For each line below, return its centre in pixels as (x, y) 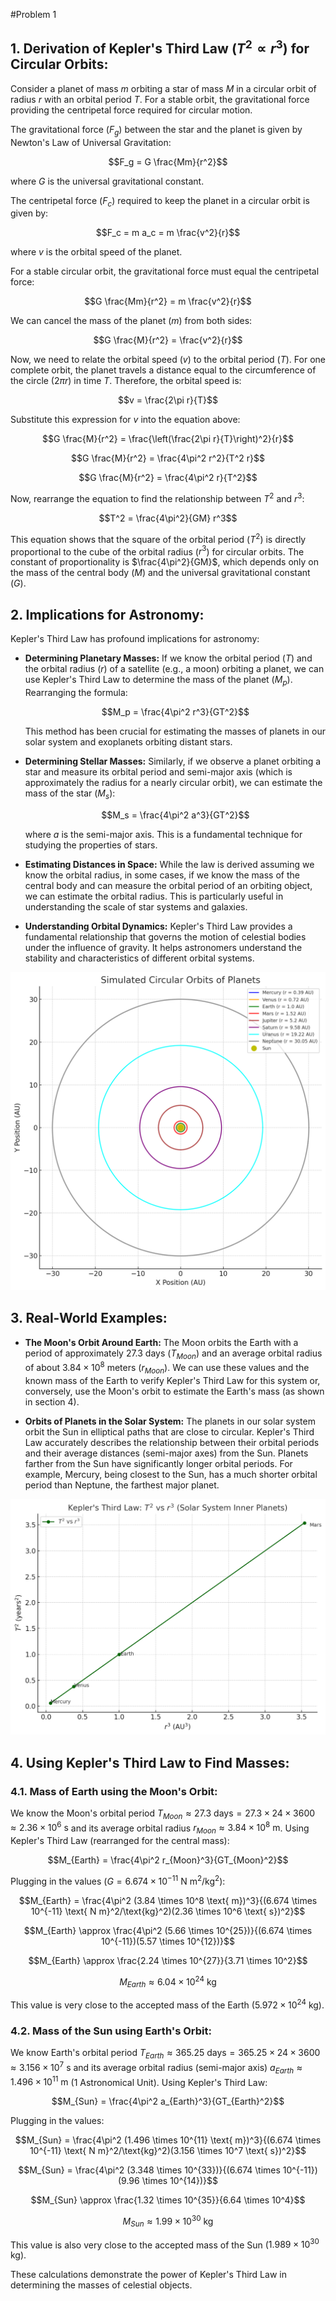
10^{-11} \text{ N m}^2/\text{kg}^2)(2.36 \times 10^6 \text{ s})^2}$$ (168, 1911)
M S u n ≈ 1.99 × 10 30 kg (168, 2221)
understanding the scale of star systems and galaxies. (136, 906)
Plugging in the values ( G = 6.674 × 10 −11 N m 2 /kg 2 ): (118, 1880)
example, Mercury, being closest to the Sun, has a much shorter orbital (171, 1474)
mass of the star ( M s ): (70, 794)
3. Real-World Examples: (89, 1318)
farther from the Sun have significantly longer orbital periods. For (158, 1463)
